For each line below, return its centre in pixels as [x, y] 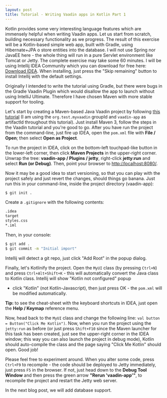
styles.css [16, 221]
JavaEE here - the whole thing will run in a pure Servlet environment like [79, 55]
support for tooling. [25, 102]
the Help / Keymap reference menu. [42, 308]
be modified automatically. [40, 293]
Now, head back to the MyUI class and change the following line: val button [83, 318]
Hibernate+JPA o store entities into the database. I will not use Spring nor [81, 50]
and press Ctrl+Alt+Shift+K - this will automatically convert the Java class [82, 273]
